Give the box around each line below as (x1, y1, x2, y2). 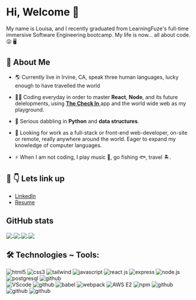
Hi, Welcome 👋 (6, 5, 80, 19)
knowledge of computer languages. (14, 142, 102, 149)
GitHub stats (6, 216, 54, 226)
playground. (14, 106, 45, 113)
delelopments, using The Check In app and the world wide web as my (14, 100, 186, 107)
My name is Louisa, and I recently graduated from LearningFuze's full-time (6, 25, 189, 32)
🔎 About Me (6, 58, 50, 68)
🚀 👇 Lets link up (6, 174, 65, 184)
